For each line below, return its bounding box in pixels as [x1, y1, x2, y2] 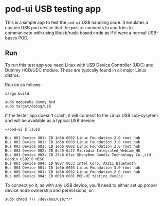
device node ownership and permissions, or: [5, 187, 94, 193]
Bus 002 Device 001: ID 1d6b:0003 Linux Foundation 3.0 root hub [5, 139, 140, 144]
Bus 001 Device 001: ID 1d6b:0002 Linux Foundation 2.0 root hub [5, 135, 140, 140]
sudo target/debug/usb [5, 103, 51, 109]
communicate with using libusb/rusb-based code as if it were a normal [5, 30, 147, 35]
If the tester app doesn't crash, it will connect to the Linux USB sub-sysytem [5, 112, 158, 118]
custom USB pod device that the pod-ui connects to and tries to [5, 24, 133, 30]
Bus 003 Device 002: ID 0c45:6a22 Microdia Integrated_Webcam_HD [5, 148, 140, 153]
